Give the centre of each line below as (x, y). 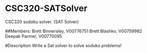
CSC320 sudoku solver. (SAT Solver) (42, 22)
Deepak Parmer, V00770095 (34, 36)
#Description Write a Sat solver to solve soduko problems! (63, 45)
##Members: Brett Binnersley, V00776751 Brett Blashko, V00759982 (74, 31)
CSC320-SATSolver (46, 8)
